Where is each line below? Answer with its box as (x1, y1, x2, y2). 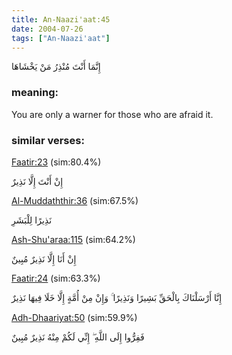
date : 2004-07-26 (11, 24, 84, 34)
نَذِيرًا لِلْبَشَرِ (11, 214, 53, 226)
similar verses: (11, 133, 85, 147)
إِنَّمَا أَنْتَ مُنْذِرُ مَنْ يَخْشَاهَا (11, 61, 101, 73)
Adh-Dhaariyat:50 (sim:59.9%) (11, 311, 138, 323)
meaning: (11, 86, 59, 100)
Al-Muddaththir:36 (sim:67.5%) (11, 194, 139, 206)
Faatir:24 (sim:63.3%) (11, 272, 101, 284)
